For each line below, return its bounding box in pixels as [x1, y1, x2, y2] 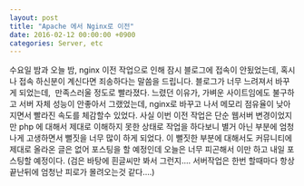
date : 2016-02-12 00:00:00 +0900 [9, 30, 136, 39]
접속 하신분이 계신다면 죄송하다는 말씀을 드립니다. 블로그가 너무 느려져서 [18, 76, 274, 87]
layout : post [9, 13, 59, 23]
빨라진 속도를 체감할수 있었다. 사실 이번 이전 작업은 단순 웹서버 [33, 110, 254, 121]
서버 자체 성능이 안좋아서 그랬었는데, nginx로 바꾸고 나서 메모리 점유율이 [18, 99, 274, 110]
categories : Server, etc [9, 38, 103, 48]
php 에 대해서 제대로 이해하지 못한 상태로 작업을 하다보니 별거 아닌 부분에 [18, 122, 278, 132]
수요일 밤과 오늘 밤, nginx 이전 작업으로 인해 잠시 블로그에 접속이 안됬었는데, [9, 64, 279, 75]
